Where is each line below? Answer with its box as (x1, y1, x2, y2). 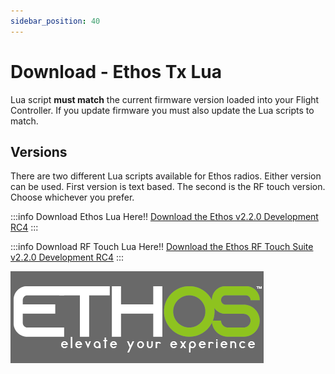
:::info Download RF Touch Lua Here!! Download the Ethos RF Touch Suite (10, 241, 314, 253)
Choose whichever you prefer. (10, 191, 135, 204)
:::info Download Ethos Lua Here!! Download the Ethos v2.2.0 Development (10, 211, 319, 223)
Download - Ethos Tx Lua (10, 60, 222, 83)
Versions (10, 143, 68, 160)
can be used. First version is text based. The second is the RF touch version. (10, 181, 326, 193)
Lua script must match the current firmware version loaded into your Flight (10, 93, 320, 105)
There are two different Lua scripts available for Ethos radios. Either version (10, 170, 322, 182)
